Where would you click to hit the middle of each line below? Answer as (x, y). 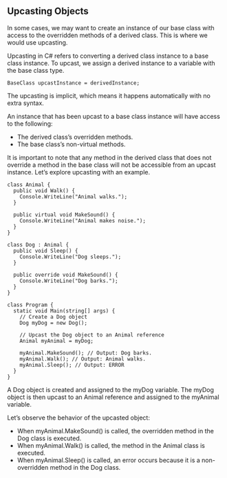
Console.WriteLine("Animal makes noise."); (83, 220)
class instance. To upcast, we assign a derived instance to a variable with (111, 63)
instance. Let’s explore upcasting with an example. (79, 172)
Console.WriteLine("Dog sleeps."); (71, 257)
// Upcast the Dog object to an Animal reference (92, 335)
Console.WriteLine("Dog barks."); (69, 281)
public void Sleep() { (46, 251)
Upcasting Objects (48, 11)
